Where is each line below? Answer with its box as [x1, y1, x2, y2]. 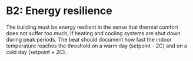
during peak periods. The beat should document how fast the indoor [6, 36, 172, 43]
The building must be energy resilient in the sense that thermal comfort [6, 23, 178, 30]
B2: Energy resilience [6, 4, 113, 18]
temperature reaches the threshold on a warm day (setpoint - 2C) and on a [6, 42, 187, 49]
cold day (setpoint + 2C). [6, 48, 66, 55]
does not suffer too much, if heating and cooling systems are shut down [6, 29, 181, 36]
